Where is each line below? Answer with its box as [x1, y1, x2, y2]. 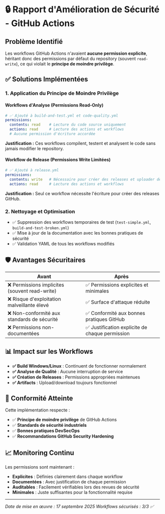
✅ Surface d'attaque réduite [85, 299, 150, 306]
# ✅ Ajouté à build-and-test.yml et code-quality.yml [5, 113, 118, 118]
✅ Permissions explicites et [85, 281, 148, 288]
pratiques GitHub [85, 316, 125, 323]
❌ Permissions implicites [7, 281, 64, 288]
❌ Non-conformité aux [7, 309, 60, 316]
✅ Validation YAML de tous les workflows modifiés [12, 240, 114, 246]
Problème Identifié [5, 37, 63, 46]
